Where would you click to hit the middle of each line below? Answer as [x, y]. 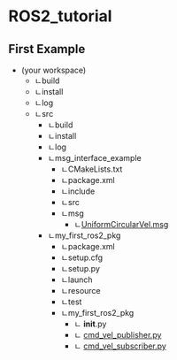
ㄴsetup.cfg [82, 257]
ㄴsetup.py [81, 268]
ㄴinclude [78, 191]
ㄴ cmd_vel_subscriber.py [120, 346]
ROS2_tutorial [60, 16]
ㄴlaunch [77, 280]
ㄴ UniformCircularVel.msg [121, 224]
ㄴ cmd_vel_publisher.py [118, 335]
